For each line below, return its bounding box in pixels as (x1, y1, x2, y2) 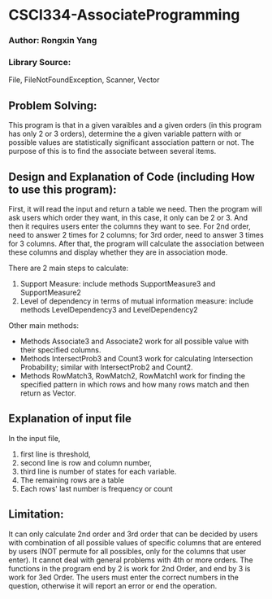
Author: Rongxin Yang (8, 35, 97, 46)
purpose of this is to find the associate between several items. (8, 146, 217, 156)
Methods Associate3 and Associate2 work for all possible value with (19, 336, 249, 347)
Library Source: (8, 57, 71, 68)
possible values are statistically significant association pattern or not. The (8, 138, 254, 147)
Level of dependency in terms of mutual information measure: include (19, 296, 254, 306)
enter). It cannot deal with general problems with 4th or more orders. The (8, 555, 253, 565)
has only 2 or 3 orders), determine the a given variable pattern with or (8, 129, 242, 139)
